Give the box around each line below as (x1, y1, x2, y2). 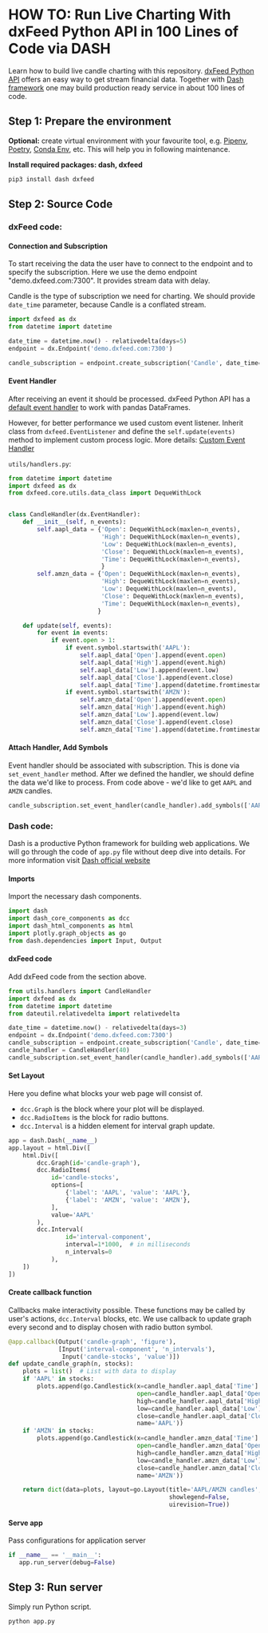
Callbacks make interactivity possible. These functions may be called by (8, 1305, 246, 1315)
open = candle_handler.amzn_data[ (136, 1442, 245, 1450)
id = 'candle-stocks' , (50, 1174, 120, 1182)
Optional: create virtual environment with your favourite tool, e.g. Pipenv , (8, 136, 249, 145)
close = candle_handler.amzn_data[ (136, 1464, 248, 1472)
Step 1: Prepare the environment (8, 114, 171, 129)
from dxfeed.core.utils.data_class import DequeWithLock (8, 489, 202, 497)
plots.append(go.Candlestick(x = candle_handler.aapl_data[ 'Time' (37, 1382, 255, 1391)
